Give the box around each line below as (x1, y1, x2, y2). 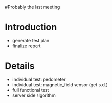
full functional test (12, 87, 49, 93)
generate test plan (12, 37, 50, 43)
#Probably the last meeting (5, 4, 60, 10)
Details (5, 60, 35, 71)
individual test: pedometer (12, 76, 66, 82)
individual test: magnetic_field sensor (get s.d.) (12, 81, 108, 88)
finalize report (12, 43, 41, 49)
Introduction (5, 22, 57, 33)
